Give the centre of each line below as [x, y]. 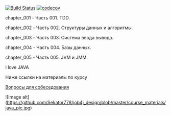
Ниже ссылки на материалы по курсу [46, 77]
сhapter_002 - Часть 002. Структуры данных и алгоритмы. [69, 28]
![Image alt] [17, 97]
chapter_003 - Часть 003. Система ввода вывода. [59, 38]
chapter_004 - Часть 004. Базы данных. [48, 48]
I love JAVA [17, 67]
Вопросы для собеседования [37, 87]
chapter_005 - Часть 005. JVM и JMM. [47, 57]
